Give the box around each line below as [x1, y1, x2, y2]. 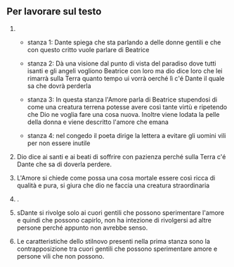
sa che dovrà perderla [27, 81, 92, 90]
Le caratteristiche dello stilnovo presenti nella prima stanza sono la [16, 237, 210, 245]
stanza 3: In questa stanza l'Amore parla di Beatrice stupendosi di [27, 95, 218, 104]
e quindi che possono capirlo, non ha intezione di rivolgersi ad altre [16, 216, 212, 224]
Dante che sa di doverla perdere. [16, 160, 112, 168]
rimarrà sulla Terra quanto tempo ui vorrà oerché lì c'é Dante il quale [27, 74, 226, 82]
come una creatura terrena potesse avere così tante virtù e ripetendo [27, 102, 228, 111]
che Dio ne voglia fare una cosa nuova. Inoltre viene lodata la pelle [27, 110, 220, 118]
